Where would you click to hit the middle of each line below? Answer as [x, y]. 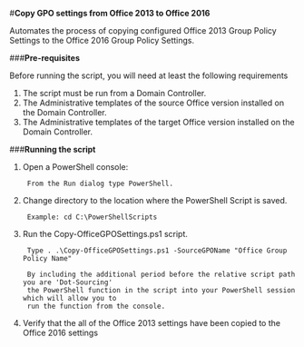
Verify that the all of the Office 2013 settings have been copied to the [152, 323]
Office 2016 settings [60, 332]
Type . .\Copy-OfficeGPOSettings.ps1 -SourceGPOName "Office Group [157, 251]
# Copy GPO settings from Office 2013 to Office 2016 [110, 13]
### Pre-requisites [44, 58]
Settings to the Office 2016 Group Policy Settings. [102, 40]
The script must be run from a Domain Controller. [114, 93]
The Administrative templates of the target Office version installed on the [158, 122]
